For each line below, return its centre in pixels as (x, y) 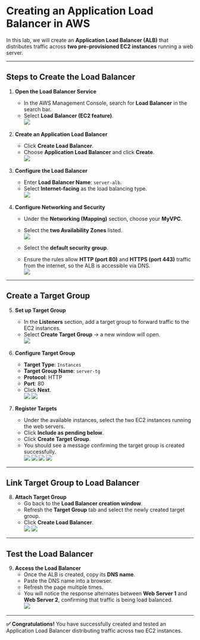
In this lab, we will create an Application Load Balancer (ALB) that (87, 40)
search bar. (37, 109)
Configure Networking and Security (60, 207)
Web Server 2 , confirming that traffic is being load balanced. (98, 600)
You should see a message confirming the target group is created (104, 445)
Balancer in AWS (48, 24)
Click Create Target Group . (57, 439)
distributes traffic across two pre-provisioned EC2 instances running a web (100, 46)
